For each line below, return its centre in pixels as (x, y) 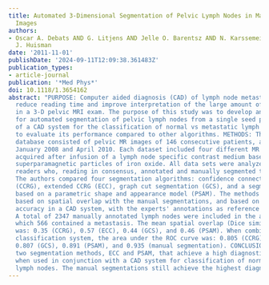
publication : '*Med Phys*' (53, 82)
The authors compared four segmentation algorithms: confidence (125, 179)
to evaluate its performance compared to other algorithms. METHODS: (134, 134)
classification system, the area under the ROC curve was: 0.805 (127, 239)
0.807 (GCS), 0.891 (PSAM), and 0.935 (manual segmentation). (121, 246)
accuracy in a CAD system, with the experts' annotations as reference (138, 208)
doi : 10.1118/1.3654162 (48, 90)
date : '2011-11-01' (41, 53)
